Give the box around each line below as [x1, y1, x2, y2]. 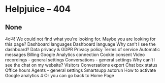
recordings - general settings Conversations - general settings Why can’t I [5, 57, 156, 62]
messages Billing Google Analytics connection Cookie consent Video [5, 52, 145, 57]
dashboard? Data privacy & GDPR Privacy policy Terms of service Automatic [5, 47, 160, 52]
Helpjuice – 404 [5, 3, 71, 15]
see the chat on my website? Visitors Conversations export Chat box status [5, 62, 158, 68]
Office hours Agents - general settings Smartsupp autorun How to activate [5, 67, 156, 73]
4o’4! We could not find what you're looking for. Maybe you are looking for [5, 36, 156, 42]
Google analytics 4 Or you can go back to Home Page [5, 73, 115, 78]
